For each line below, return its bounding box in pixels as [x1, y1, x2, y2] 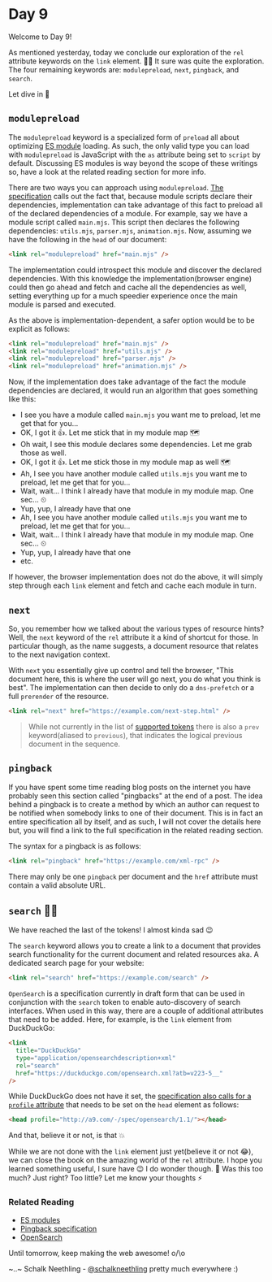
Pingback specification [19, 1223, 97, 1233]
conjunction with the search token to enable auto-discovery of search [8, 997, 241, 1007]
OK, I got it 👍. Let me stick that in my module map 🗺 [19, 428, 201, 437]
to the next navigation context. [8, 650, 110, 659]
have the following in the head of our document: [8, 234, 167, 244]
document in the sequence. [28, 739, 120, 749]
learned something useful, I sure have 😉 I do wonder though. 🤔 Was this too [8, 1164, 264, 1174]
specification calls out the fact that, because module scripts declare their [8, 191, 253, 201]
